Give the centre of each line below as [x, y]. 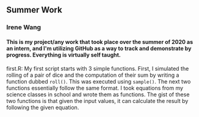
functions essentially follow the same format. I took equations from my [95, 88]
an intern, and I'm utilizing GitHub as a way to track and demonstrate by [99, 48]
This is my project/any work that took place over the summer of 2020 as [100, 41]
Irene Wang [24, 27]
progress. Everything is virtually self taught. [63, 55]
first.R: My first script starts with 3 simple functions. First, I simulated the [98, 68]
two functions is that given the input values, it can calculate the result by [97, 101]
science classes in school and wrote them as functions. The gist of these [98, 94]
